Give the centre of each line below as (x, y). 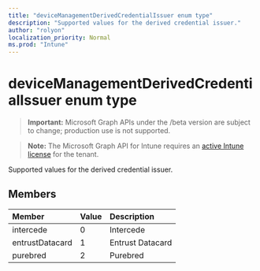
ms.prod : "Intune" (38, 45)
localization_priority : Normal (59, 37)
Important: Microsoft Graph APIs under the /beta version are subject (139, 122)
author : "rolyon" (37, 30)
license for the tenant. (63, 154)
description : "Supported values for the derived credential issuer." (125, 23)
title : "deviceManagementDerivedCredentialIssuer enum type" (111, 15)
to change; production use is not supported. (99, 131)
